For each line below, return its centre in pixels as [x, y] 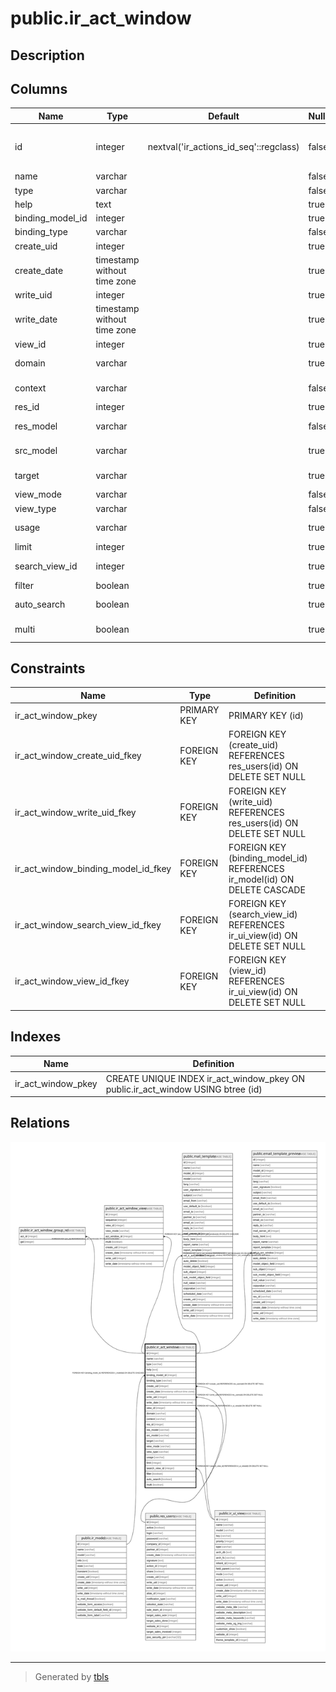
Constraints [48, 668]
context [30, 388]
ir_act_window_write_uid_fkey [75, 812]
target [27, 475]
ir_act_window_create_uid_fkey [78, 756]
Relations [40, 1123]
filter [24, 585]
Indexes [36, 1037]
